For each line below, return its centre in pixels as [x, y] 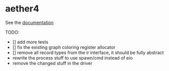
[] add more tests [30, 42]
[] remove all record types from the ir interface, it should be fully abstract [88, 52]
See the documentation [29, 22]
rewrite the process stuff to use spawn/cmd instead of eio [73, 57]
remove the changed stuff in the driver [52, 63]
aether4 [22, 9]
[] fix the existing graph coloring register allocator [64, 47]
